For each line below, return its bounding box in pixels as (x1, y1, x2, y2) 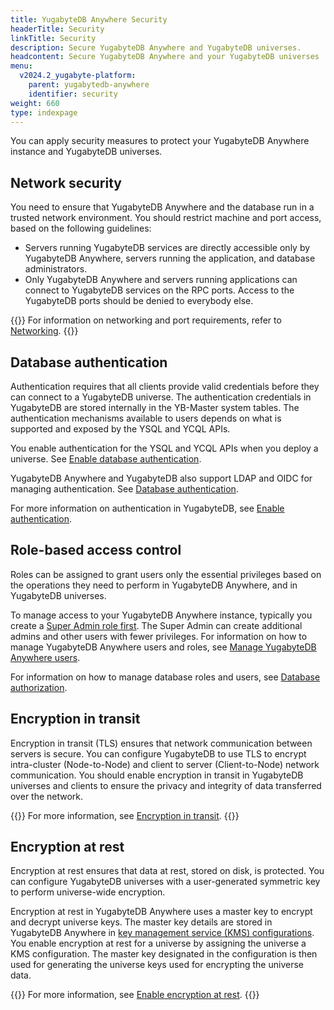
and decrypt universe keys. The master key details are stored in (10, 916, 273, 928)
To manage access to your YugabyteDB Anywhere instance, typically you (10, 609, 313, 621)
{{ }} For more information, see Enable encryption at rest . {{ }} (10, 989, 260, 1001)
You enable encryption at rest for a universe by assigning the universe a (10, 937, 307, 950)
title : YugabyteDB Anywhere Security (10, 14, 168, 25)
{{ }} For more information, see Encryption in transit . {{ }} (10, 809, 240, 821)
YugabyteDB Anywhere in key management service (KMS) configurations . (10, 927, 315, 939)
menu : (10, 61, 33, 71)
